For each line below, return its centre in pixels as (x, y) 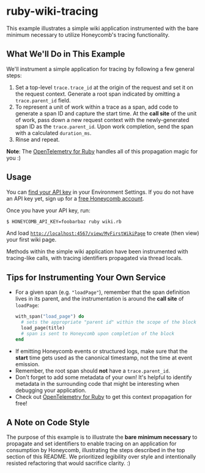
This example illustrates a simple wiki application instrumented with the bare (102, 28)
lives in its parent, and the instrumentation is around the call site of (99, 299)
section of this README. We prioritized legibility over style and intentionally (101, 457)
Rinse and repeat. (37, 139)
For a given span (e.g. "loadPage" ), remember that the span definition (102, 292)
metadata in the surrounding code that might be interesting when (97, 383)
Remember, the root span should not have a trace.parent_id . (92, 371)
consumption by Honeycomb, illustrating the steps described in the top (96, 450)
